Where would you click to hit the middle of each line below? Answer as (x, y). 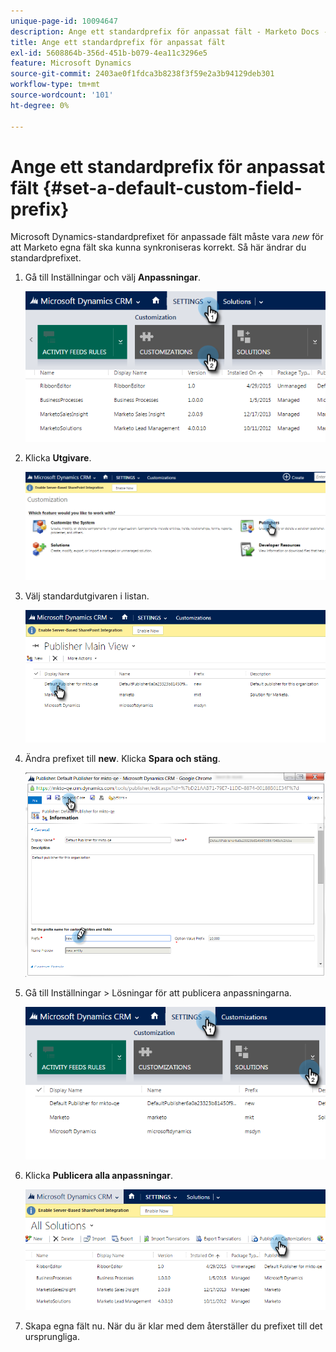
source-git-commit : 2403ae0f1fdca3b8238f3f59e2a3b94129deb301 (142, 74)
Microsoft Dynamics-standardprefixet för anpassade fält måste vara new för (167, 237)
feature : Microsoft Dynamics (71, 63)
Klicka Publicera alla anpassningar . (98, 1175)
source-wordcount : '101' (62, 95)
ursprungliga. (52, 1336)
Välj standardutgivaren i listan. (87, 596)
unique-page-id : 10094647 (64, 21)
